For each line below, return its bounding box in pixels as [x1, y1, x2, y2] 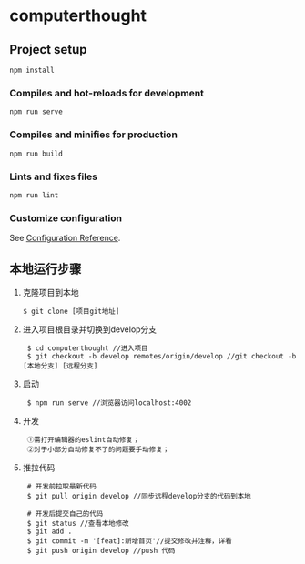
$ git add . [26, 527, 73, 536]
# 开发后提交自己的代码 [26, 509, 104, 519]
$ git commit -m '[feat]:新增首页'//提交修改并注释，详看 [26, 537, 232, 546]
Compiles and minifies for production [9, 128, 178, 141]
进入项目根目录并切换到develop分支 [22, 324, 158, 335]
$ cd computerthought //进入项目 [26, 344, 148, 353]
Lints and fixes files [9, 170, 98, 183]
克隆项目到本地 [22, 287, 79, 297]
